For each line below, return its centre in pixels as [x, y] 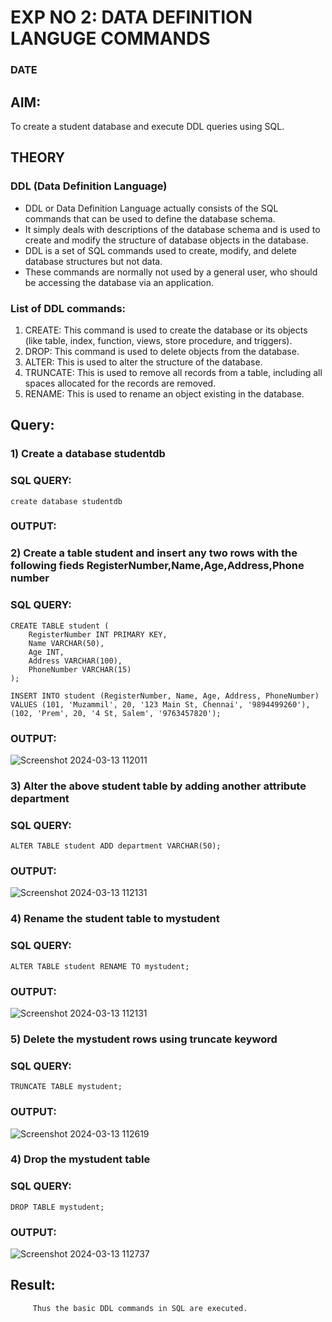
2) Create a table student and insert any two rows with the [154, 553]
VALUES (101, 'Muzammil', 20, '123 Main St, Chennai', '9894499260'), [160, 704]
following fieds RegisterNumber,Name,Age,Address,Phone [157, 566]
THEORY [38, 157]
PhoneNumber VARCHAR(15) [80, 669]
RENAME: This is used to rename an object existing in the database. [164, 393]
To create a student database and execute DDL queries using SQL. [147, 126]
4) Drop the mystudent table [80, 1159]
